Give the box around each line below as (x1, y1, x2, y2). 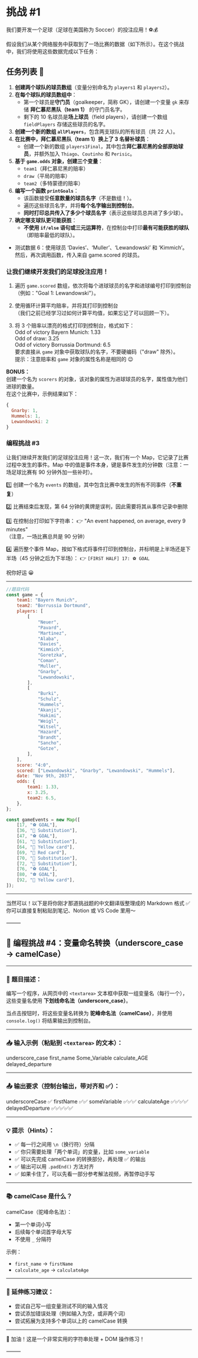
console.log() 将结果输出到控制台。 (6, 1017, 94, 1024)
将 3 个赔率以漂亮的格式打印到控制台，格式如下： (14, 322, 135, 329)
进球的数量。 (6, 383, 37, 390)
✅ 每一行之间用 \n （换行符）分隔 (14, 1141, 95, 1148)
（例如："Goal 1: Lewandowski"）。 (14, 290, 99, 297)
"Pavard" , (37, 625, 62, 631)
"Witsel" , (37, 723, 62, 730)
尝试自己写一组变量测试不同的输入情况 (14, 1302, 108, 1310)
